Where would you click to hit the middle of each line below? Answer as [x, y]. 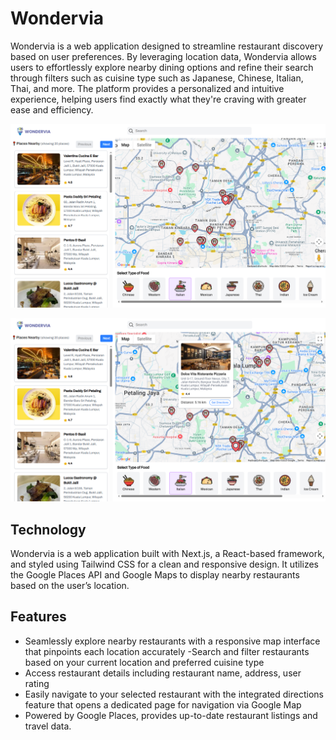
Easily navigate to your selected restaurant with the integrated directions [174, 694]
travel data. [48, 726]
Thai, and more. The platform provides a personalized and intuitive [147, 88]
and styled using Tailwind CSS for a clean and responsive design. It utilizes [164, 564]
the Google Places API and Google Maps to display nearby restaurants [155, 574]
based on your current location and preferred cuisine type [144, 662]
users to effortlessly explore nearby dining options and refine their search [162, 67]
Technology [48, 529]
